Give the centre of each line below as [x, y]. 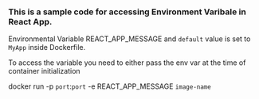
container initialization [45, 71]
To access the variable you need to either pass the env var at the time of [127, 63]
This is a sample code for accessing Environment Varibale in [128, 12]
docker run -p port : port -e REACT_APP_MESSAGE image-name [110, 86]
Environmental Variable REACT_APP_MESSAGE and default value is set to [129, 39]
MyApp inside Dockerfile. [47, 48]
